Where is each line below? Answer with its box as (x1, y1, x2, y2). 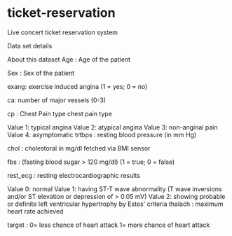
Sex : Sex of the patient (7, 69, 75, 77)
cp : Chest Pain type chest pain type (7, 109, 112, 118)
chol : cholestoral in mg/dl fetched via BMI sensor (7, 144, 151, 152)
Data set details (7, 41, 53, 50)
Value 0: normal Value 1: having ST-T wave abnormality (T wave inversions (7, 184, 222, 193)
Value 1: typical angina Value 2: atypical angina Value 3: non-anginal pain (7, 123, 218, 131)
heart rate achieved (7, 207, 64, 215)
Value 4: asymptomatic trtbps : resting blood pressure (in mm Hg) (7, 130, 197, 139)
